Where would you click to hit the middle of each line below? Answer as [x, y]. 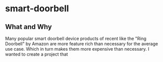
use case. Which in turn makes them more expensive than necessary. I [77, 49]
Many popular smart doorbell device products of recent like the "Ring [76, 38]
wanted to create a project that [37, 54]
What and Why [28, 27]
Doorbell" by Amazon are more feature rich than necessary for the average [82, 44]
